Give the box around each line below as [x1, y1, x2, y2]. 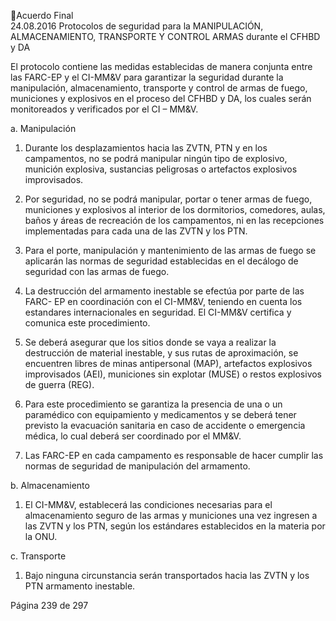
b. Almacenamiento [10, 480, 90, 491]
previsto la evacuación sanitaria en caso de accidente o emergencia [24, 420, 306, 431]
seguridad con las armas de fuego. [24, 266, 170, 277]
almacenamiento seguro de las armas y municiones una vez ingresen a [24, 510, 318, 521]
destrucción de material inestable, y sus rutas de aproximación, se [24, 347, 299, 359]
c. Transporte [10, 550, 67, 562]
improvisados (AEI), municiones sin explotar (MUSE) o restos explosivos [24, 368, 323, 380]
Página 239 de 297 [10, 600, 89, 611]
